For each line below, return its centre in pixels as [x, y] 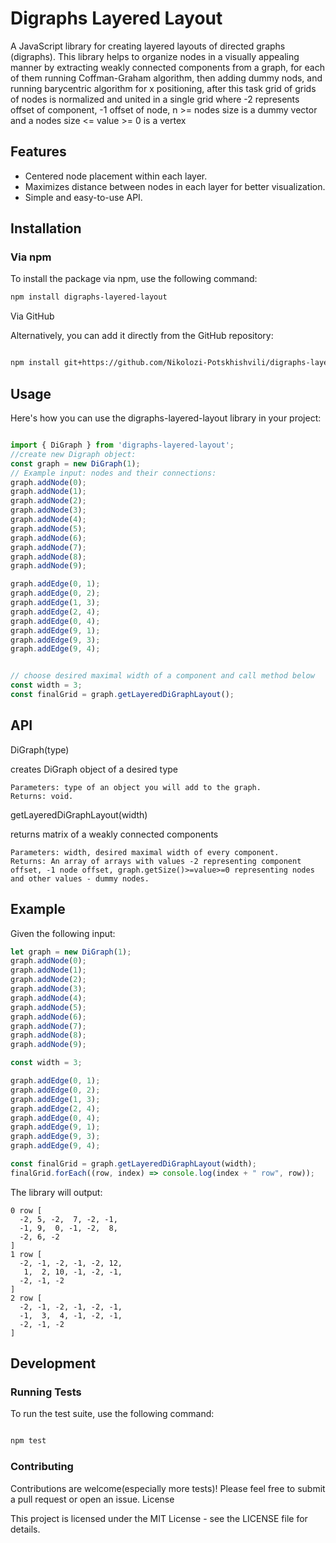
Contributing [42, 1467]
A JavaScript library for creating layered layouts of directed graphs [148, 46]
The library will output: [56, 1192]
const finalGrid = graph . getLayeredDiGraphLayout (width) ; [133, 1164]
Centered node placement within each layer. [116, 176]
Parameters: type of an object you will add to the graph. [136, 787]
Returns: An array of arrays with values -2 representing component [156, 861]
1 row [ [26, 1254]
